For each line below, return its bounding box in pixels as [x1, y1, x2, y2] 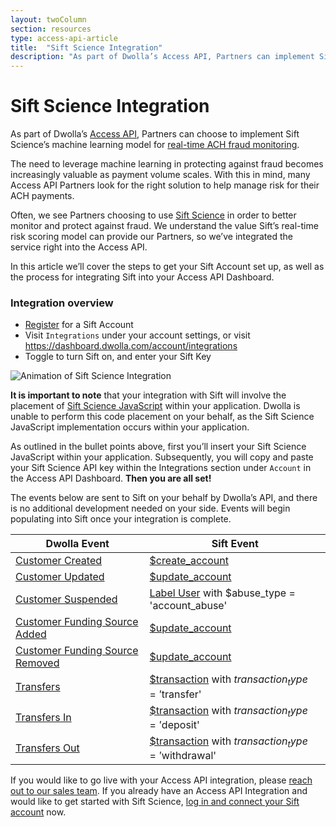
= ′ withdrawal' [149, 748, 217, 762]
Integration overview [10, 296, 114, 310]
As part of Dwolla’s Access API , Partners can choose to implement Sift [10, 128, 300, 140]
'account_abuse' [149, 599, 228, 613]
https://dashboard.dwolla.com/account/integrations [24, 340, 238, 352]
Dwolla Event [45, 537, 110, 551]
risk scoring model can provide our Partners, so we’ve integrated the [10, 231, 293, 243]
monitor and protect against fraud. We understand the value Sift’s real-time [10, 220, 319, 232]
